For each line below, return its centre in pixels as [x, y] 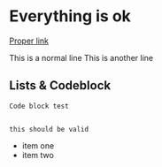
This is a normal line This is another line [81, 57]
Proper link [29, 41]
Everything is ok [70, 16]
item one [38, 145]
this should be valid [49, 129]
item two [38, 155]
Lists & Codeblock [60, 86]
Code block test [39, 106]
